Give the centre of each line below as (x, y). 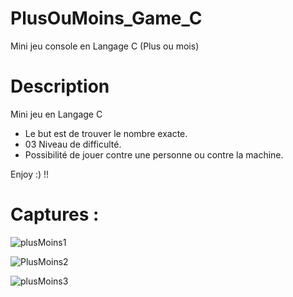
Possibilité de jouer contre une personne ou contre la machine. (154, 154)
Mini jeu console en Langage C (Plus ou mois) (105, 46)
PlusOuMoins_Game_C (106, 18)
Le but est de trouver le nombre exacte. (106, 133)
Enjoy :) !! (30, 174)
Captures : (55, 214)
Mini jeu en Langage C (56, 114)
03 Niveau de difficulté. (73, 144)
